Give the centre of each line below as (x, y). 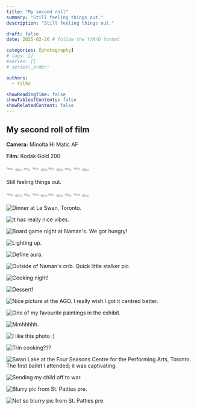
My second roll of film (48, 130)
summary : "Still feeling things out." (55, 17)
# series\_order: (28, 67)
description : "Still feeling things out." (60, 23)
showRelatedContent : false (40, 106)
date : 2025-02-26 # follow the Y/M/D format (63, 40)
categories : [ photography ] (40, 50)
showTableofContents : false (42, 100)
